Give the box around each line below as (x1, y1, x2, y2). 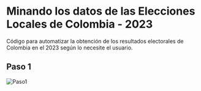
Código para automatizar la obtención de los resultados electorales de (6, 37, 184, 45)
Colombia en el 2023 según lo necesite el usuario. (6, 44, 133, 51)
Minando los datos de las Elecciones (6, 4, 195, 18)
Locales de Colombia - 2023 (6, 17, 153, 31)
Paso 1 (6, 62, 32, 72)
